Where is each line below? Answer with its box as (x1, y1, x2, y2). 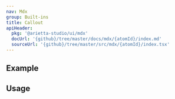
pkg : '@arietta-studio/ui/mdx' (11, 31, 88, 37)
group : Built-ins (6, 14, 49, 20)
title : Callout (6, 19, 44, 25)
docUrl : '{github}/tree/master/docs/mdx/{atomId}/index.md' (11, 36, 162, 42)
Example (6, 63, 39, 74)
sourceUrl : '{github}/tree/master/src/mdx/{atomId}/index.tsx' (11, 42, 170, 48)
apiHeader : (6, 25, 33, 31)
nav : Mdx (6, 8, 28, 15)
